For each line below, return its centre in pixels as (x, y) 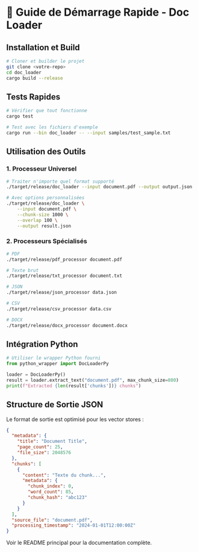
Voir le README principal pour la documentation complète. (79, 543)
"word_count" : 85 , (51, 492)
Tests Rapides (33, 97)
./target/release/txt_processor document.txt (64, 276)
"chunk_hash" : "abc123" (57, 498)
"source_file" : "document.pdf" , (52, 520)
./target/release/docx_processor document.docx (67, 325)
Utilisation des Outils (46, 152)
